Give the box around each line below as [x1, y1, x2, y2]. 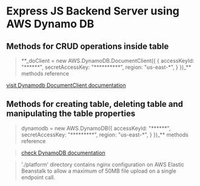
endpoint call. [21, 173, 56, 181]
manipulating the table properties [6, 109, 136, 119]
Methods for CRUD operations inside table [6, 41, 169, 51]
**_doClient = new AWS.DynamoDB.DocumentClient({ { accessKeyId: [21, 57, 195, 64]
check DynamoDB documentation [21, 149, 105, 156]
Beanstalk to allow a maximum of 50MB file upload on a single [21, 167, 177, 175]
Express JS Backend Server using [6, 4, 180, 18]
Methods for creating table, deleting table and [6, 99, 184, 109]
